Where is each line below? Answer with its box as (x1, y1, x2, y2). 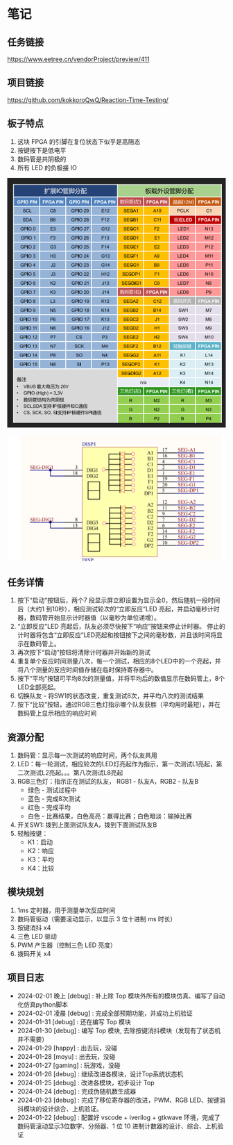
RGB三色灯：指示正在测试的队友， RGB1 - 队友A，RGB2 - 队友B (17, 777, 199, 786)
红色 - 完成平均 (27, 803, 71, 812)
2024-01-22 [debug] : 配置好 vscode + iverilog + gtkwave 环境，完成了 (17, 1113, 221, 1121)
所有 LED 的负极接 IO (17, 163, 78, 172)
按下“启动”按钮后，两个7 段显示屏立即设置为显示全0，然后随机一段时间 (17, 596, 221, 604)
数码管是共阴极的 (17, 154, 67, 163)
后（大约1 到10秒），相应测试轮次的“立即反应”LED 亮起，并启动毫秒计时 (17, 605, 220, 613)
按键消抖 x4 (17, 923, 51, 932)
